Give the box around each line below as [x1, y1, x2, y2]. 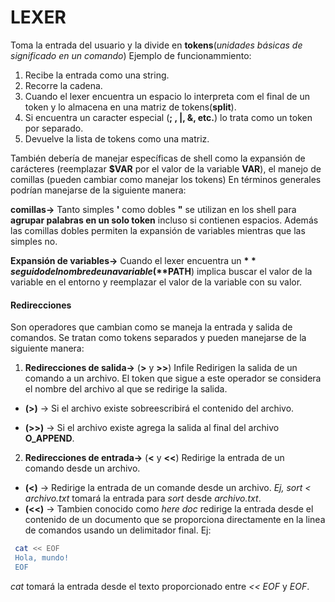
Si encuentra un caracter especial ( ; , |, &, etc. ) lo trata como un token [24, 111, 313, 123]
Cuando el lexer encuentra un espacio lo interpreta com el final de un [24, 90, 310, 102]
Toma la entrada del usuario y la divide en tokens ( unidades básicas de [10, 39, 303, 51]
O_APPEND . [24, 432, 75, 445]
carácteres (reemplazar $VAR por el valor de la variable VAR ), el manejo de [10, 162, 322, 175]
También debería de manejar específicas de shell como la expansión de [10, 152, 306, 164]
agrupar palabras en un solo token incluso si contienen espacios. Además [10, 214, 319, 226]
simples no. [10, 235, 58, 247]
